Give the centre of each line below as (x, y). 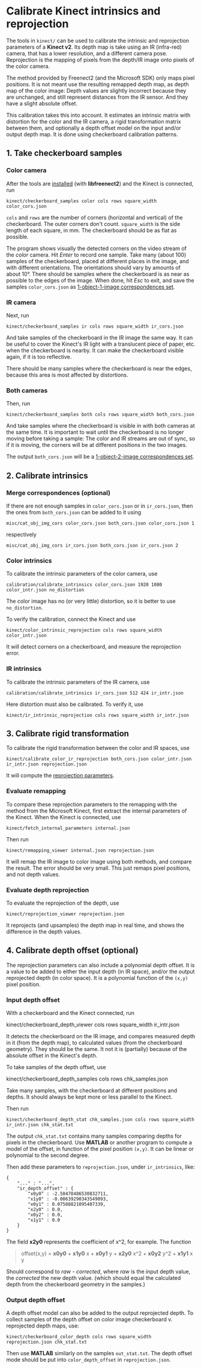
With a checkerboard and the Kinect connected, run (70, 1013)
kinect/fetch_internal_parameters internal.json (68, 828)
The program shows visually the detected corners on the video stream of (97, 248)
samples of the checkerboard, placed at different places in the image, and (97, 261)
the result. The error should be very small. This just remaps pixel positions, (98, 868)
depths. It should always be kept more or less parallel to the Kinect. (89, 1097)
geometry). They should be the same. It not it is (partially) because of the (97, 1049)
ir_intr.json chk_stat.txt (40, 1125)
